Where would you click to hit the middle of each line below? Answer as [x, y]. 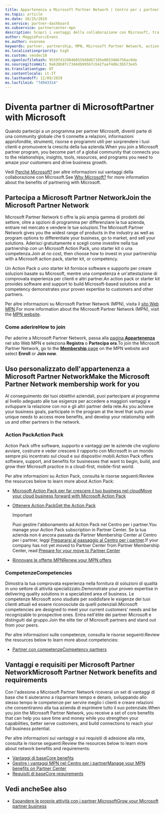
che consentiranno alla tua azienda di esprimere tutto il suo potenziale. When [82, 707]
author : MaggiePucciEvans [31, 37]
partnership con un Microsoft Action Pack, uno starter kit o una [69, 248]
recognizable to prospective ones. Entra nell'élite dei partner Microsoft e [78, 615]
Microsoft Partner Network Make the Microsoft [77, 377]
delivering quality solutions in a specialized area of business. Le [69, 594]
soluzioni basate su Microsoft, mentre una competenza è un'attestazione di [81, 273]
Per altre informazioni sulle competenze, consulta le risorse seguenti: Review [82, 635]
